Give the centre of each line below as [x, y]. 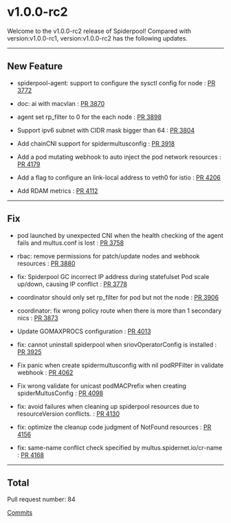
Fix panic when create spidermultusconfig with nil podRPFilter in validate [120, 365]
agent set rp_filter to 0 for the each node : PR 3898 [89, 117]
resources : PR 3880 [46, 263]
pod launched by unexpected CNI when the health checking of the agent [120, 235]
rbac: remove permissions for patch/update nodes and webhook [108, 256]
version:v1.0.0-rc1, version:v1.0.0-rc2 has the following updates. [97, 38]
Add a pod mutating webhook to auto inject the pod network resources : [119, 157]
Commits [20, 513]
